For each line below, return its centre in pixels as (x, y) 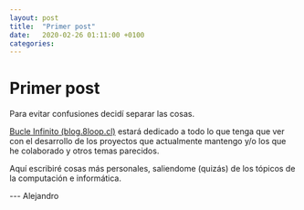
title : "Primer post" (52, 26)
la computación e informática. (65, 178)
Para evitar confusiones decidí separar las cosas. (102, 114)
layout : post (34, 18)
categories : (32, 43)
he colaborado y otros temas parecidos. (84, 151)
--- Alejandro (34, 196)
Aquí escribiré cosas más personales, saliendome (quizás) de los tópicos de (152, 169)
